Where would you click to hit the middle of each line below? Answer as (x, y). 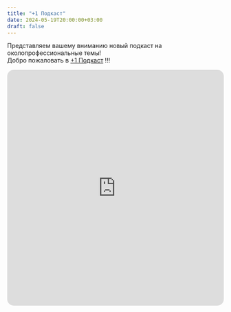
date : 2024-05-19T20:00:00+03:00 (55, 20)
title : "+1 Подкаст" (37, 13)
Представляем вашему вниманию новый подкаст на (85, 46)
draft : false (26, 26)
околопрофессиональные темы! (54, 53)
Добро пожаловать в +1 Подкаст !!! (59, 60)
